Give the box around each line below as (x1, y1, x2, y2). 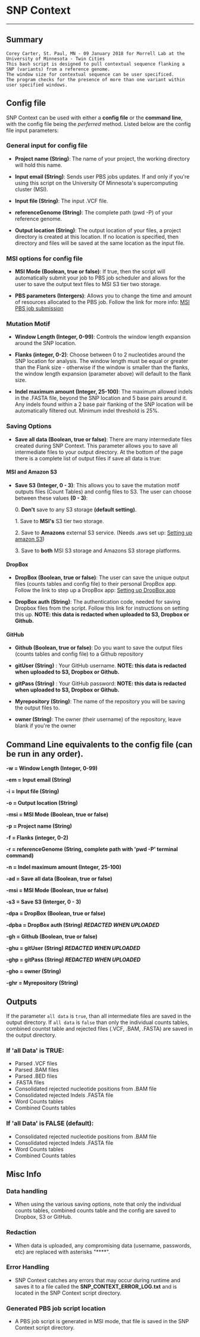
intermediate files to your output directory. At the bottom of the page (14, 448, 183, 456)
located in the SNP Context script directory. (14, 1289, 122, 1296)
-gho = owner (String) (6, 968, 61, 975)
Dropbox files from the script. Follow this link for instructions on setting (14, 604, 189, 612)
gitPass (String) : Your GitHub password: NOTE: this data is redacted (14, 680, 186, 687)
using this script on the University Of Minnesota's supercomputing (14, 179, 178, 186)
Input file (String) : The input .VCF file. (14, 197, 108, 204)
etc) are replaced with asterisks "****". (14, 1248, 110, 1255)
